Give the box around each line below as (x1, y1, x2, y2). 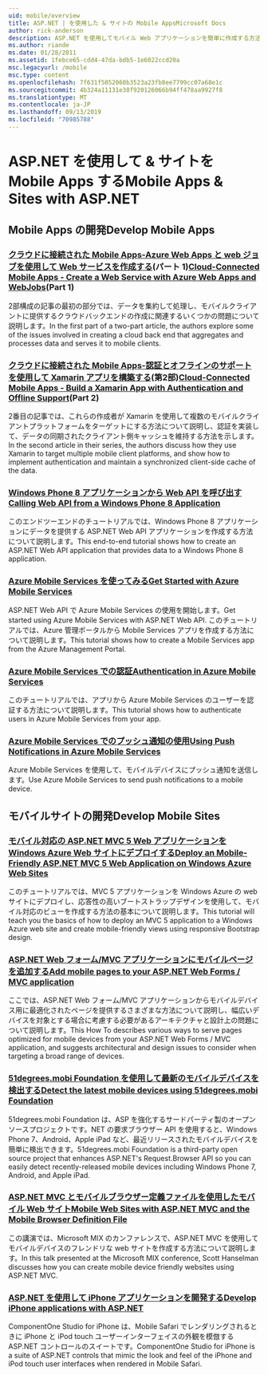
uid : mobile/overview (8, 11, 81, 20)
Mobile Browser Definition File (8, 1214, 128, 1225)
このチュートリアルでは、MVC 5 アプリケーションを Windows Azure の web (8, 887, 258, 896)
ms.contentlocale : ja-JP (8, 101, 91, 109)
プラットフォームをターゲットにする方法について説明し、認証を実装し (29, 421, 259, 431)
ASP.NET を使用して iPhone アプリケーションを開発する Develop (8, 1292, 257, 1303)
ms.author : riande (8, 41, 69, 49)
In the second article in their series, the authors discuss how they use (8, 441, 237, 450)
